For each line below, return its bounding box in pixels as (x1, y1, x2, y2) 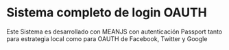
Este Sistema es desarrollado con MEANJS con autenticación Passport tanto (6, 27, 223, 36)
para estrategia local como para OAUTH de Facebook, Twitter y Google (6, 34, 208, 42)
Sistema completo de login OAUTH (6, 5, 207, 21)
